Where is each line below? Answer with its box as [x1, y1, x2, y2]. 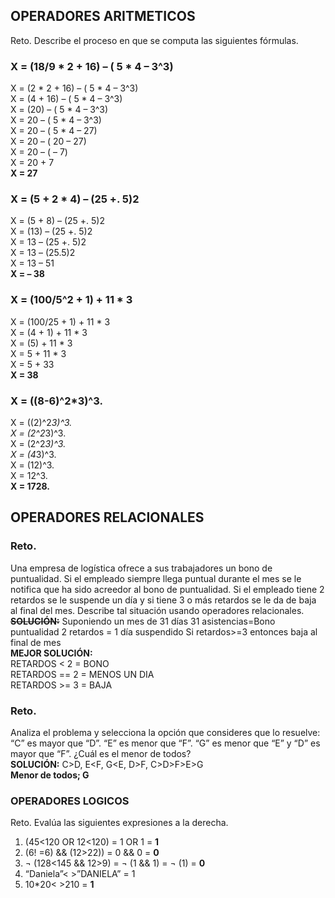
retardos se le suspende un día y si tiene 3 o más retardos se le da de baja [10, 594, 317, 606]
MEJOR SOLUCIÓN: [10, 647, 93, 659]
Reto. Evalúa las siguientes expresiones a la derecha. [10, 817, 229, 829]
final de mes [10, 636, 62, 648]
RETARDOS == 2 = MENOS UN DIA [10, 668, 155, 680]
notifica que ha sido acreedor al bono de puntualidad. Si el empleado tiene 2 [10, 583, 325, 595]
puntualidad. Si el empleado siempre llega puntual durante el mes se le [10, 572, 302, 584]
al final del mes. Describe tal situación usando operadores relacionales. [10, 604, 305, 616]
